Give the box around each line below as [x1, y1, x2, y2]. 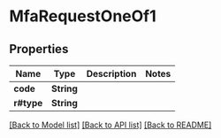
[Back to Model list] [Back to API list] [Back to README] [9, 119, 212, 130]
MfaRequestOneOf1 [9, 6, 156, 27]
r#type [13, 97, 43, 109]
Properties [9, 42, 69, 57]
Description [86, 68, 137, 80]
